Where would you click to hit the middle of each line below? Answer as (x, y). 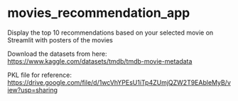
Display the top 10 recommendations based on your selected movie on (110, 32)
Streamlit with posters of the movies (60, 40)
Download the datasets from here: (57, 54)
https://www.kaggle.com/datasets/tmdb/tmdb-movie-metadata (100, 61)
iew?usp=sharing (33, 90)
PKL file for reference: (40, 75)
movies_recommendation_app (99, 13)
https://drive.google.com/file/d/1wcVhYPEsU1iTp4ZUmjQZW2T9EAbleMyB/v (119, 82)
